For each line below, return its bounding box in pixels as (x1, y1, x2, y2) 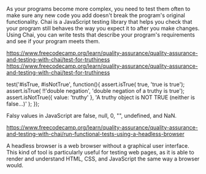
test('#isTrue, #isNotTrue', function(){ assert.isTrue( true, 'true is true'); (6, 81, 185, 88)
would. (6, 162, 23, 169)
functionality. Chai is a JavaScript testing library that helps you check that (6, 18, 193, 25)
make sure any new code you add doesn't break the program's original (6, 12, 185, 19)
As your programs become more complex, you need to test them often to (6, 5, 191, 12)
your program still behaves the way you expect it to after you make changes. (6, 24, 200, 32)
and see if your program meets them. (6, 38, 100, 45)
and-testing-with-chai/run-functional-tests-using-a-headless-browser (6, 131, 185, 137)
